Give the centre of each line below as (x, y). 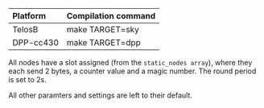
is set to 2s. (27, 79)
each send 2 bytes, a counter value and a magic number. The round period (132, 71)
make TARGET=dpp (103, 42)
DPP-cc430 (35, 42)
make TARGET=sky (103, 29)
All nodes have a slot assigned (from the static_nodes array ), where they (130, 62)
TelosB (25, 29)
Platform (29, 16)
